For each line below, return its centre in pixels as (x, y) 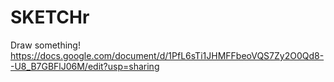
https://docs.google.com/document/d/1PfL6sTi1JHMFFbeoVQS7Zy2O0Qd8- (167, 55)
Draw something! (45, 45)
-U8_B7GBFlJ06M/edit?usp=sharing (85, 66)
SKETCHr (50, 17)
